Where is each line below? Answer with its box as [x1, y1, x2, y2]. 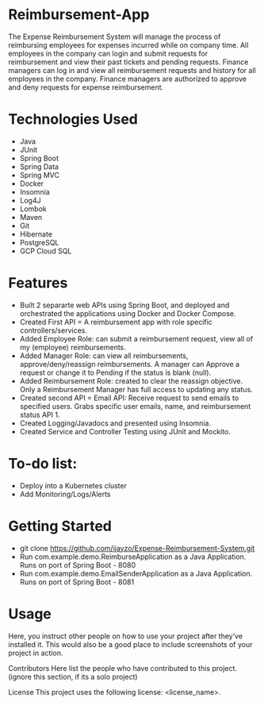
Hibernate [19, 229, 53, 239]
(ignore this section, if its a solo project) [8, 672, 138, 681]
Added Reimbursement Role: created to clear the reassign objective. [19, 376, 243, 386]
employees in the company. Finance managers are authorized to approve [8, 74, 247, 83]
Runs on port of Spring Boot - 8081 [19, 577, 135, 587]
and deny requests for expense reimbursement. [8, 82, 164, 92]
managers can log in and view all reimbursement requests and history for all [8, 65, 256, 75]
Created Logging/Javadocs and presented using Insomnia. [19, 418, 212, 428]
